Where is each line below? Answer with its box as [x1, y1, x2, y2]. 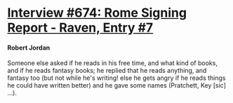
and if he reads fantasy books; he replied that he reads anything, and [7, 67, 207, 75]
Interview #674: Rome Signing [7, 5, 187, 21]
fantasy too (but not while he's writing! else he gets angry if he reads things [7, 74, 226, 82]
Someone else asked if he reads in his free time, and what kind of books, [7, 59, 218, 67]
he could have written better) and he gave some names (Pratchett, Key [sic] [7, 81, 227, 90]
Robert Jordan [7, 43, 51, 52]
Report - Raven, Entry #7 [7, 20, 154, 36]
